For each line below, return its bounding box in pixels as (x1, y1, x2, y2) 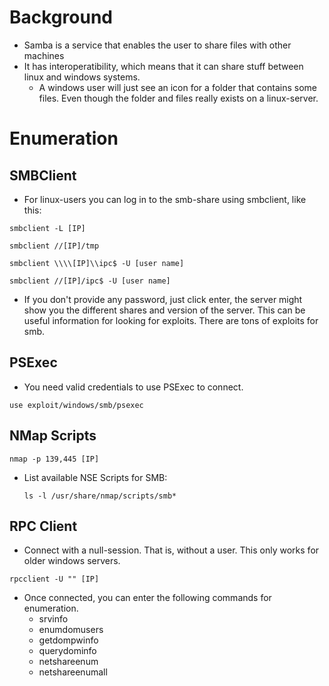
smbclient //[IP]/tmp (9, 241, 100, 251)
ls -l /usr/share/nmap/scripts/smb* (23, 491, 177, 501)
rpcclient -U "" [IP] (9, 574, 100, 585)
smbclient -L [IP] (9, 223, 86, 233)
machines (23, 49, 65, 61)
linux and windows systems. (23, 71, 141, 83)
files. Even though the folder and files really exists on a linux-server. (38, 92, 319, 104)
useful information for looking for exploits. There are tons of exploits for (23, 314, 319, 326)
